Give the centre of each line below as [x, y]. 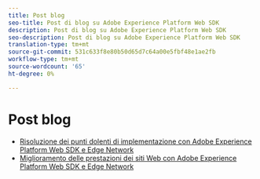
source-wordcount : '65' [47, 67]
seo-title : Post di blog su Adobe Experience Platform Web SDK [114, 23]
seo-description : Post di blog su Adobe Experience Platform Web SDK [125, 37]
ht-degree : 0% [31, 74]
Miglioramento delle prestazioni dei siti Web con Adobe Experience [128, 158]
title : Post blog [37, 15]
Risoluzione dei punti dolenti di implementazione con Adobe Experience [136, 141]
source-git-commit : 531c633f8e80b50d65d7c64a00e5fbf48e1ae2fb [112, 52]
